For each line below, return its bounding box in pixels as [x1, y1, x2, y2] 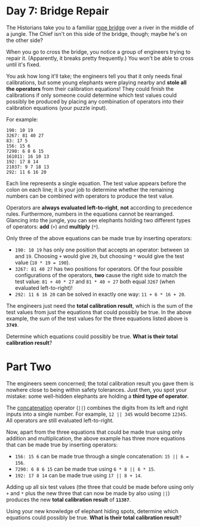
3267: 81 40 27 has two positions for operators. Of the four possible [14, 265, 183, 272]
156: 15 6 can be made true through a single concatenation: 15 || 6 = [14, 452, 189, 459]
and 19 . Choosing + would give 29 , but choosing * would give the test [14, 252, 184, 259]
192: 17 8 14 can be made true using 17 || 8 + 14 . [14, 471, 142, 479]
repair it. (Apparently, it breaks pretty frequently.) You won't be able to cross [6, 54, 194, 62]
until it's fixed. [6, 61, 41, 68]
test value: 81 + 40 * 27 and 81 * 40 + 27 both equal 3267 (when [14, 278, 175, 285]
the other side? [6, 36, 44, 44]
